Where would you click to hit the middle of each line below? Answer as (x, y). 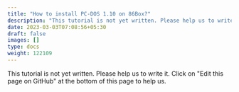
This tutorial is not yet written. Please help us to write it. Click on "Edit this (116, 73)
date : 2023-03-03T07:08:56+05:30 (57, 27)
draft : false (27, 34)
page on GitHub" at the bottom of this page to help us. (87, 81)
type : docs (23, 47)
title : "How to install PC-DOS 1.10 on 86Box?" (79, 14)
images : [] (23, 40)
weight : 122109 (30, 54)
